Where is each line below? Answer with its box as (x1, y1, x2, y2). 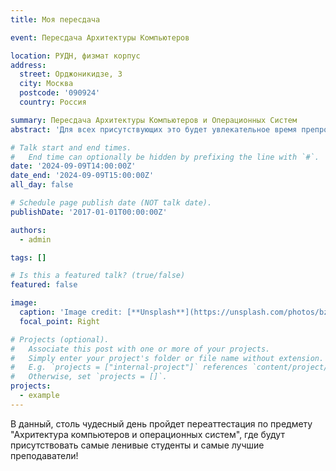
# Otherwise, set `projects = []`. (10, 372, 168, 382)
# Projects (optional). (10, 334, 110, 345)
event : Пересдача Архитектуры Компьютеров (10, 32, 190, 43)
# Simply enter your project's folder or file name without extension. (10, 353, 325, 363)
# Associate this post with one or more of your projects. (10, 344, 271, 354)
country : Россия (19, 97, 87, 107)
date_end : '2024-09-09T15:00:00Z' (10, 171, 155, 181)
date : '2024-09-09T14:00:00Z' (10, 161, 137, 171)
